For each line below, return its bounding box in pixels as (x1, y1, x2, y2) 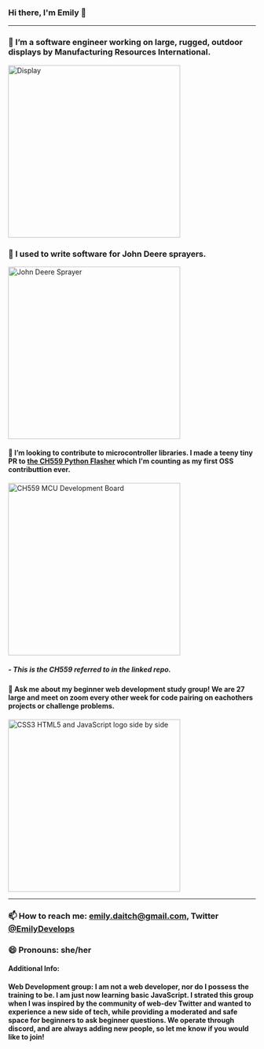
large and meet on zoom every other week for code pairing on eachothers (8, 693, 254, 702)
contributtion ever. (8, 465, 71, 474)
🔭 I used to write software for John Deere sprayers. (8, 248, 207, 259)
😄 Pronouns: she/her (8, 944, 92, 955)
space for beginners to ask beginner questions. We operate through (8, 1015, 234, 1025)
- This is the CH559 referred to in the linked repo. (8, 664, 171, 674)
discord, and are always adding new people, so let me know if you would (8, 1024, 249, 1033)
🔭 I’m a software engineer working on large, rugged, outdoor (8, 37, 244, 48)
